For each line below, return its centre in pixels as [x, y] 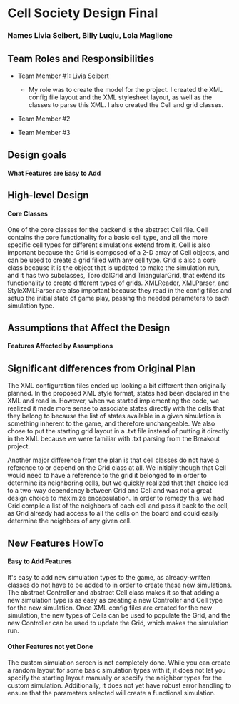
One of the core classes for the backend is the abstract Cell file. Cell [108, 229]
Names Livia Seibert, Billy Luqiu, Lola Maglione [90, 36]
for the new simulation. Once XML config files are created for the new [110, 608]
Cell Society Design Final [83, 13]
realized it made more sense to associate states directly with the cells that [116, 408]
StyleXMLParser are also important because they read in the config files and [119, 290]
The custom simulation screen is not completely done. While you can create [119, 663]
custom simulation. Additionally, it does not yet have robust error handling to [119, 685]
